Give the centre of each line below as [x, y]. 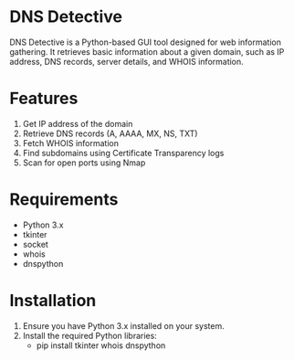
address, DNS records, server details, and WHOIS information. [126, 61]
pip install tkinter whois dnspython [101, 345]
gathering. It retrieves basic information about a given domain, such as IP [147, 51]
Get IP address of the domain [78, 123]
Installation [53, 301]
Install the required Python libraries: [89, 335]
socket [35, 244]
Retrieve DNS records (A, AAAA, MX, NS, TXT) [110, 133]
